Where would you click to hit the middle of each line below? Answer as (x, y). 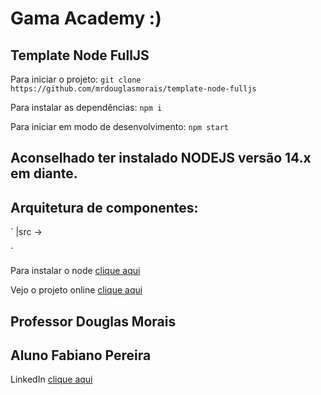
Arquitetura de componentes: (104, 207)
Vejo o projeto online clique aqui (76, 290)
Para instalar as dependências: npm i (86, 107)
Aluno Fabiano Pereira (81, 355)
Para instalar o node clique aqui (75, 271)
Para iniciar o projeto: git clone (76, 79)
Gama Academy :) (86, 18)
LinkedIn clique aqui (51, 379)
